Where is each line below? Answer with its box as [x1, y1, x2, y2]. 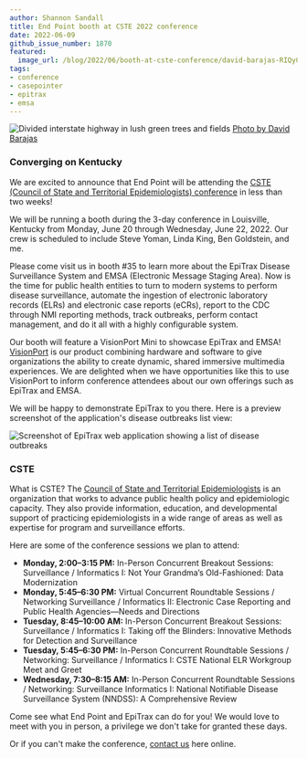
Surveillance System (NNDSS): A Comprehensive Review [22, 693, 238, 704]
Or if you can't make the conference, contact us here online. [9, 738, 237, 749]
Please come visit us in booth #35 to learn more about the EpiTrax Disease [9, 260, 291, 271]
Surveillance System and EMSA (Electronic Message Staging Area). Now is [9, 270, 291, 281]
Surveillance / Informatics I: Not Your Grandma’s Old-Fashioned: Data [22, 567, 284, 578]
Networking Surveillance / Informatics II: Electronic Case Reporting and [22, 595, 291, 607]
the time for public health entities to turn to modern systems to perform [9, 279, 278, 290]
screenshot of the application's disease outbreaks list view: [9, 412, 233, 423]
